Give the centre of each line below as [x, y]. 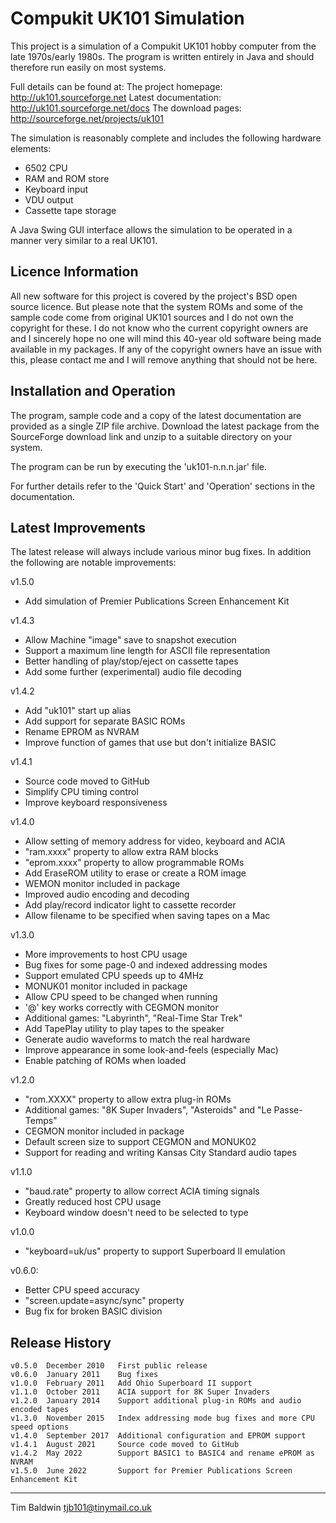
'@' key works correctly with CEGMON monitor [121, 1008]
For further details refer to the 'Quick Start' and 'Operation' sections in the [163, 486]
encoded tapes [40, 1410]
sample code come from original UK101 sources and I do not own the [152, 317]
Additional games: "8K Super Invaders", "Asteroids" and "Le [148, 1110]
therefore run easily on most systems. [88, 67]
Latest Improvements [78, 527]
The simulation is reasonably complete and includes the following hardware [166, 138]
